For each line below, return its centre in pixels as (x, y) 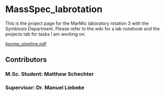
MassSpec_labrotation (54, 9)
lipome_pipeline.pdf (26, 43)
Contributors (26, 60)
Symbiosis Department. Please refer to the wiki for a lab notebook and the (82, 28)
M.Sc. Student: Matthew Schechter (49, 74)
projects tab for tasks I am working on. (46, 34)
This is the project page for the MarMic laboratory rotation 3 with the (77, 23)
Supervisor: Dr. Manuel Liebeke (45, 88)
